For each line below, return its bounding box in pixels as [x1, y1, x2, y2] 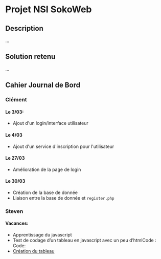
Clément [5, 96, 27, 103]
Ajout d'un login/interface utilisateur [12, 120, 88, 126]
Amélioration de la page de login [12, 166, 81, 172]
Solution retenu [5, 52, 56, 61]
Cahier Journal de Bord [5, 81, 81, 90]
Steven [5, 207, 24, 214]
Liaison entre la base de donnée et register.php [12, 195, 114, 201]
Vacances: [5, 220, 29, 226]
